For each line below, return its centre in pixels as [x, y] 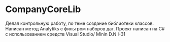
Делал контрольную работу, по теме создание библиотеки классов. [79, 23]
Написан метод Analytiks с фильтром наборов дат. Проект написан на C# [85, 28]
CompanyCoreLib [43, 9]
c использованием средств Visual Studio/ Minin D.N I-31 [65, 34]
